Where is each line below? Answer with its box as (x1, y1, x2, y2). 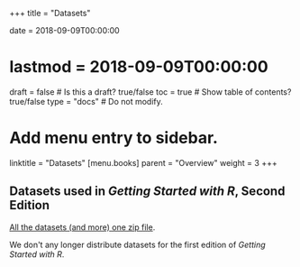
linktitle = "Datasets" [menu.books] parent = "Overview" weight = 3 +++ (9, 157, 277, 168)
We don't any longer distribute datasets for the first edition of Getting (9, 239, 266, 250)
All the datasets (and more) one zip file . (9, 221, 156, 233)
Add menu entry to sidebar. (9, 128, 219, 148)
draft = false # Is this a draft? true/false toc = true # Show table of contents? (9, 86, 292, 97)
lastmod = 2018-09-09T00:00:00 (9, 57, 268, 78)
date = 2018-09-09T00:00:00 (9, 25, 120, 35)
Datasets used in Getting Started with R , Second (9, 184, 286, 199)
